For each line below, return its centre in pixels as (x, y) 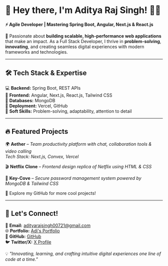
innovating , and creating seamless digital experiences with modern (75, 47)
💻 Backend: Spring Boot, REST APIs (43, 88)
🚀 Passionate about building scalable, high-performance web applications (83, 36)
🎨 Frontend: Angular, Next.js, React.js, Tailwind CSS (59, 95)
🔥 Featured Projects (37, 131)
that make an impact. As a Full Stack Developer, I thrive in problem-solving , (83, 41)
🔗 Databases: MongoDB (30, 100)
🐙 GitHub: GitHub (23, 236)
